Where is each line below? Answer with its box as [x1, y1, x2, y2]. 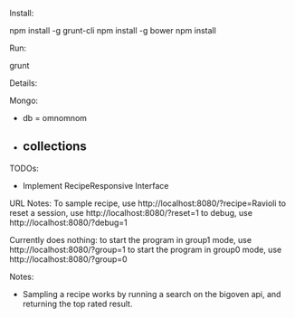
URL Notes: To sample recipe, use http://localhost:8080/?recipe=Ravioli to [9, 198, 287, 209]
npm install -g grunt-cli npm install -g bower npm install [9, 25, 217, 35]
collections [22, 139, 88, 154]
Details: [9, 78, 38, 89]
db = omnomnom [22, 113, 88, 123]
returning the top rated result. [22, 298, 133, 309]
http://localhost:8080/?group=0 [9, 253, 128, 265]
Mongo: [9, 95, 39, 106]
